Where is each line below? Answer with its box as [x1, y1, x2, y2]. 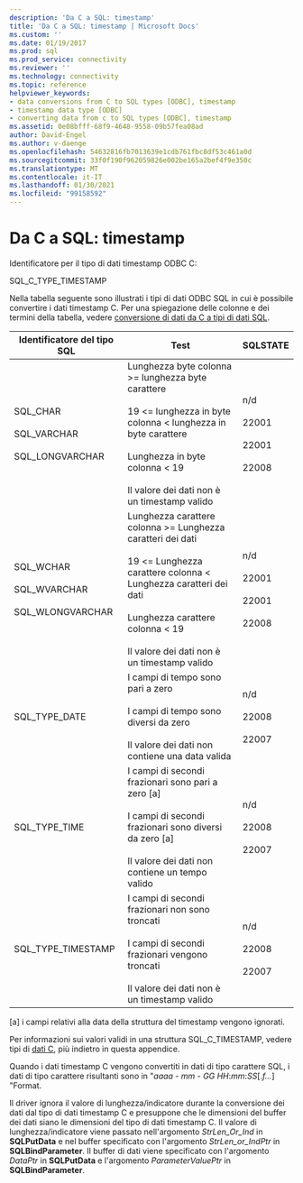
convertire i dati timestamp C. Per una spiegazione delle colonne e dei [9, 302, 270, 313]
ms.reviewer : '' [9, 64, 70, 73]
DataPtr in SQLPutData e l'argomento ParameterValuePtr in [9, 1155, 232, 1166]
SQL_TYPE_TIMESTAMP [14, 942, 115, 955]
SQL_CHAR [14, 405, 61, 417]
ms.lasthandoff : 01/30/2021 [9, 181, 115, 190]
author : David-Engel [9, 131, 87, 140]
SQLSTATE [242, 339, 289, 352]
